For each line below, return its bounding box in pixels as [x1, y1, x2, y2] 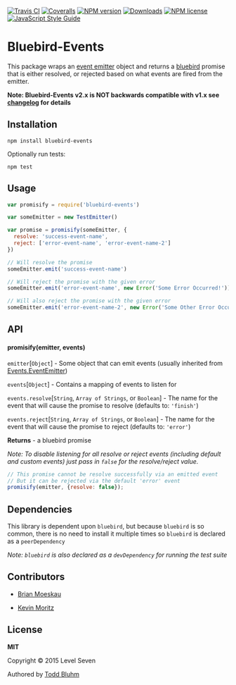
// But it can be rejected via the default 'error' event [7, 477, 181, 484]
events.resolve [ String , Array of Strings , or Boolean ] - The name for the [7, 393, 218, 402]
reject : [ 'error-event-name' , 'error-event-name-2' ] [13, 240, 171, 247]
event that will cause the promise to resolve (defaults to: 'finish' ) [7, 401, 199, 409]
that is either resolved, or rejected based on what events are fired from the [7, 69, 223, 78]
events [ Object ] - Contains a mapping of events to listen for [7, 380, 177, 388]
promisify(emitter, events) [7, 343, 86, 352]
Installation [7, 118, 58, 130]
